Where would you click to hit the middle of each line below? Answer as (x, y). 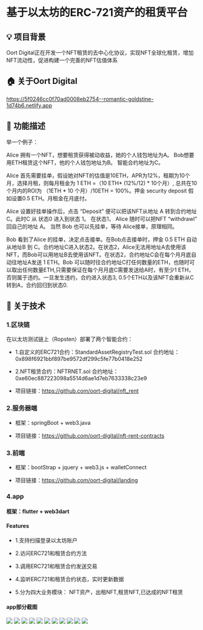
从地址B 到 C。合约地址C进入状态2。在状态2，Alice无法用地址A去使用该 (96, 247)
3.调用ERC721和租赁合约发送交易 (56, 566)
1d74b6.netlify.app (29, 105)
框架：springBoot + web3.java (53, 422)
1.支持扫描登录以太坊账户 (46, 540)
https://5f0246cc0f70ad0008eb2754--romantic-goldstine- (80, 99)
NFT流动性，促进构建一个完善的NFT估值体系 (62, 60)
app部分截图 (22, 607)
